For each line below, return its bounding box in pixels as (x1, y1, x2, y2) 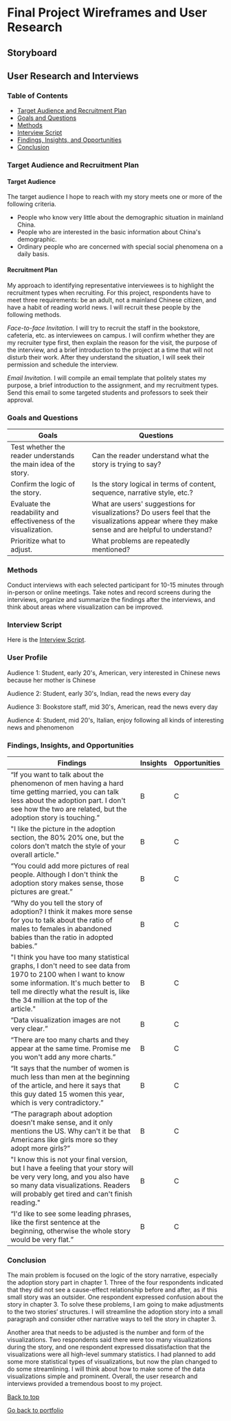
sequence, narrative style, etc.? (91, 488, 194, 497)
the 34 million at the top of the (10, 995, 108, 1005)
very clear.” (10, 1024, 48, 1034)
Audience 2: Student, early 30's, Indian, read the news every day (7, 689, 191, 697)
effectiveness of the (10, 516, 76, 526)
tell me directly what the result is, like (10, 987, 130, 997)
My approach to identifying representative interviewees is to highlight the (7, 281, 214, 289)
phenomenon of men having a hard (10, 778, 124, 788)
